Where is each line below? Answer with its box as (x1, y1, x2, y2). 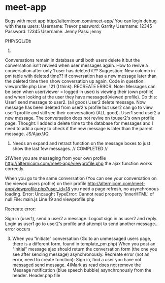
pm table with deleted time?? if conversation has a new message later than (5, 73, 157, 79)
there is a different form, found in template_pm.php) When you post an (12, 240, 156, 246)
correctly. (5, 165, 25, 172)
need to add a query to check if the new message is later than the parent (5, 125, 153, 131)
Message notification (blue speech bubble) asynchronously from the (12, 267, 152, 273)
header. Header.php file (12, 272, 61, 278)
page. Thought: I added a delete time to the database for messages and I (5, 120, 153, 126)
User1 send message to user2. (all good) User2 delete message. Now (5, 99, 146, 105)
